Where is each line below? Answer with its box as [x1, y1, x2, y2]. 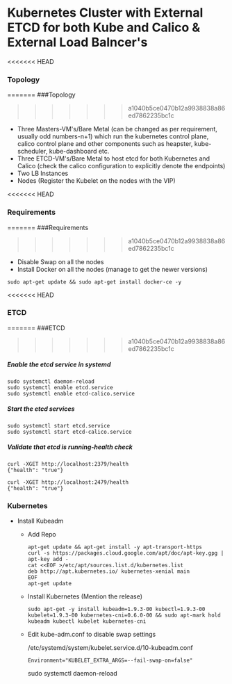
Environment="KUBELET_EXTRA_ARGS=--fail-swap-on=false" [27, 657, 193, 665]
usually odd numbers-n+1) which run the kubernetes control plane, [17, 132, 209, 140]
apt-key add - [27, 556, 69, 563]
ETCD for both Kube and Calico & [7, 19, 201, 35]
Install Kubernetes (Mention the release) [27, 592, 143, 601]
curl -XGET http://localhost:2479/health [7, 478, 129, 486]
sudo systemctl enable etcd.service [7, 384, 113, 391]
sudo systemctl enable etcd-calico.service [7, 390, 135, 397]
